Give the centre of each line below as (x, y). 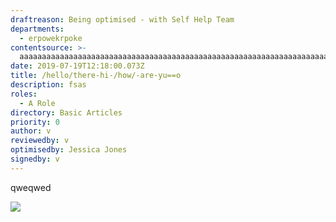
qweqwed (31, 187)
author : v (31, 131)
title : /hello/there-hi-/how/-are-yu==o (96, 76)
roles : (24, 94)
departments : (37, 29)
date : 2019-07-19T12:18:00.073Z (77, 66)
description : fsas (48, 85)
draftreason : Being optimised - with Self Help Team (122, 19)
